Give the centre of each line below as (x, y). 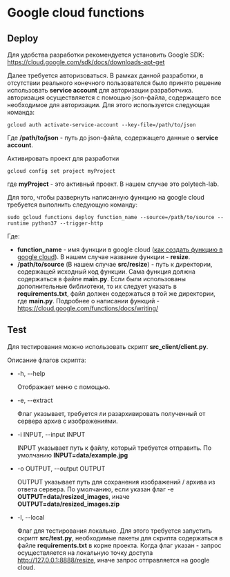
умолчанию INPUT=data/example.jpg (73, 455)
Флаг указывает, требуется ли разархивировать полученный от (111, 413)
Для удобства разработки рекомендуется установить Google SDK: (106, 55)
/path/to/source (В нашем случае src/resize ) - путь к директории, (115, 264)
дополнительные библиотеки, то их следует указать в (97, 286)
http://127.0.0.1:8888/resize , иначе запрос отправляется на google (113, 560)
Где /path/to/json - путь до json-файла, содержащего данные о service (113, 138)
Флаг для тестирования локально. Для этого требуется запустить (115, 531)
